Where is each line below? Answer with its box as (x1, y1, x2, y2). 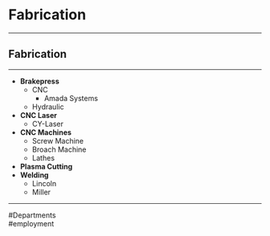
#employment (8, 218, 55, 228)
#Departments (8, 210, 56, 220)
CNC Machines (19, 127, 72, 137)
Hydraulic (31, 102, 64, 112)
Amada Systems (43, 93, 99, 103)
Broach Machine (31, 144, 87, 154)
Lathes (31, 153, 55, 162)
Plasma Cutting (19, 161, 73, 171)
